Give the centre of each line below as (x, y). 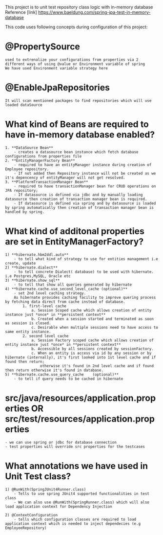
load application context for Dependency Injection (59, 506)
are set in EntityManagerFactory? (74, 242)
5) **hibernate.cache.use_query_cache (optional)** (62, 374)
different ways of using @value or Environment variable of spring (75, 64)
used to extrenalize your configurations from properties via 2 (72, 60)
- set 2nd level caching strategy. (50, 293)
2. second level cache (46, 336)
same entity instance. (28, 332)
